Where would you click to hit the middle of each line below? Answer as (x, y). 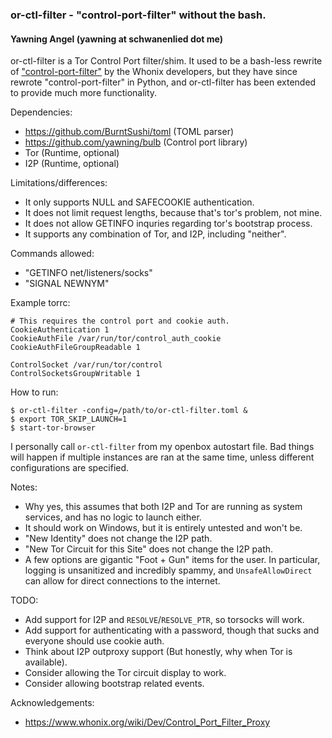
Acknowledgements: (52, 703)
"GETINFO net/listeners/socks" (88, 273)
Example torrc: (40, 303)
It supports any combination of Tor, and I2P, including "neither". (155, 234)
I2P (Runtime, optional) (72, 164)
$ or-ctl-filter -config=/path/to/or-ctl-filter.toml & (129, 411)
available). (46, 662)
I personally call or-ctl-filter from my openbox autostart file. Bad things (162, 447)
